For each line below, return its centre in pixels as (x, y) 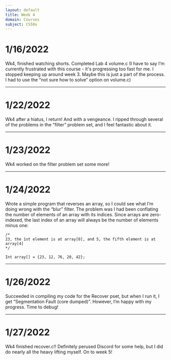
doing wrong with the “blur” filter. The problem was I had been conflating (82, 209)
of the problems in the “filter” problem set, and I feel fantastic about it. (79, 125)
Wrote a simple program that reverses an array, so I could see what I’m (79, 204)
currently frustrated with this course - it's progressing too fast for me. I (79, 69)
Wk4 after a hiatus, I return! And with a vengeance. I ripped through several (84, 119)
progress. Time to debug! (32, 307)
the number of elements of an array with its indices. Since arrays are (77, 214)
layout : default (22, 10)
